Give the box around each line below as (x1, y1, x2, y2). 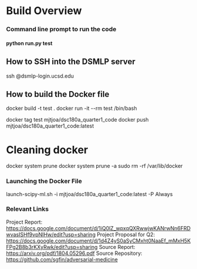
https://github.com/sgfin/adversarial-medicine (6, 255, 118, 263)
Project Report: (6, 218, 43, 226)
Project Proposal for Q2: (96, 231, 155, 238)
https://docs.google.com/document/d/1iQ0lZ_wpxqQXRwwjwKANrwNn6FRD (6, 224, 191, 231)
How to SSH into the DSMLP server (6, 57, 136, 67)
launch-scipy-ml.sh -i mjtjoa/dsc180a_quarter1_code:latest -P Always (6, 190, 173, 197)
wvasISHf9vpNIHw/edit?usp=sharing (6, 231, 96, 238)
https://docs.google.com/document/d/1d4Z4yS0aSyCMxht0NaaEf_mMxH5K (6, 237, 191, 244)
